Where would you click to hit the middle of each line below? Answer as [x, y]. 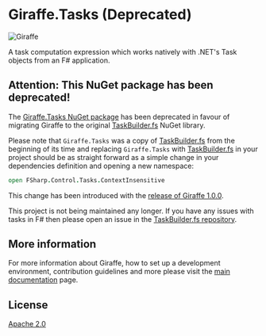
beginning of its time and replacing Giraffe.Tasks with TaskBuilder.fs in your [133, 149]
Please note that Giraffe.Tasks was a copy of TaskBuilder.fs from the [122, 140]
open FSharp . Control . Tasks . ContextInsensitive [87, 180]
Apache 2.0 [27, 324]
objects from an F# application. [59, 60]
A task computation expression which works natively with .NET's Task [123, 52]
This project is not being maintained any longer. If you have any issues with [131, 211]
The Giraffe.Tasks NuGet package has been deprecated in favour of [119, 116]
